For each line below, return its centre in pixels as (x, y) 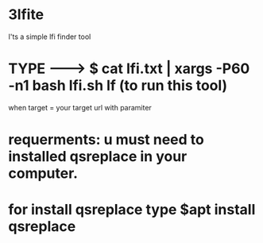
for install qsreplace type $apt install (132, 210)
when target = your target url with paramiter (80, 107)
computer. (43, 174)
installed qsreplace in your (98, 157)
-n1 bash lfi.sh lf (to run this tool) (118, 86)
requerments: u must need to (106, 140)
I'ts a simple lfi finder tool (50, 37)
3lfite (26, 15)
